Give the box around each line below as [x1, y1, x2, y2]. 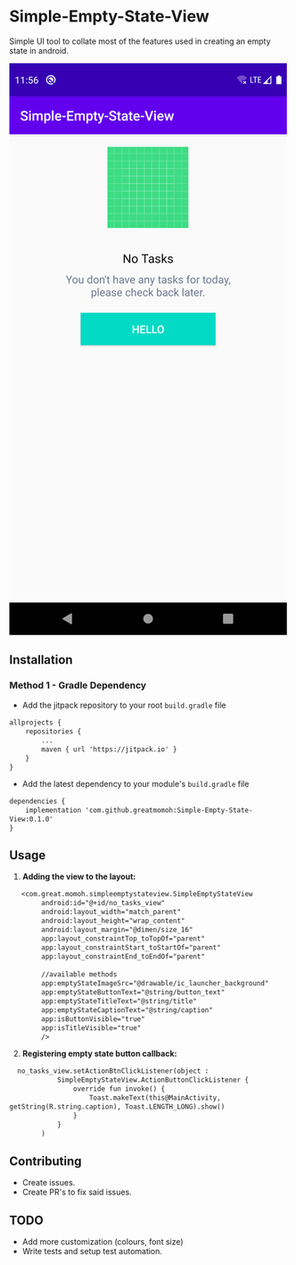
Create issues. [21, 1177, 76, 1188]
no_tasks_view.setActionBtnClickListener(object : [17, 1067, 210, 1076]
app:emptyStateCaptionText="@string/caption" [41, 1006, 214, 1015]
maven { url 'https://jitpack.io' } [41, 744, 177, 754]
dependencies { [9, 797, 66, 806]
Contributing [9, 1153, 82, 1169]
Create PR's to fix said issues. [21, 1186, 132, 1198]
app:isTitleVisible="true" [41, 1024, 142, 1033]
